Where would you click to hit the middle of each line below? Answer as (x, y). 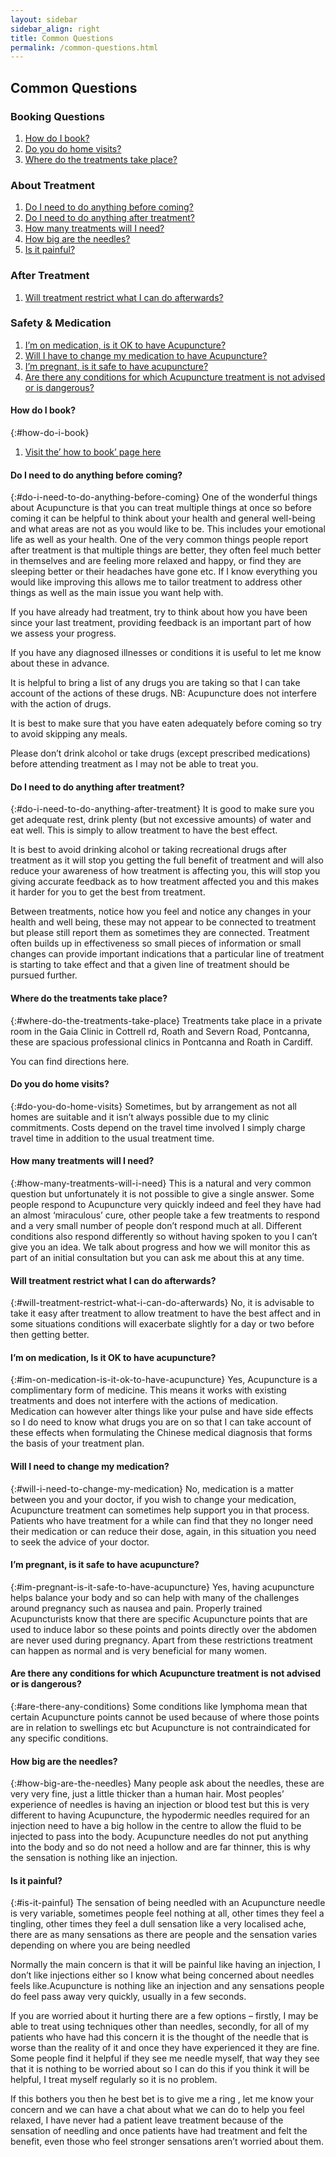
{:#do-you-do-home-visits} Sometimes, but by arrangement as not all (153, 1106)
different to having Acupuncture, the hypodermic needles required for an (160, 1815)
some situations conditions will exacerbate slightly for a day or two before (162, 1324)
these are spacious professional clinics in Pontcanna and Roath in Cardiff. (161, 1042)
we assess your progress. (63, 633)
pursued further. (44, 975)
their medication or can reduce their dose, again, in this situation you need (163, 1531)
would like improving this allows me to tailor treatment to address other (156, 582)
